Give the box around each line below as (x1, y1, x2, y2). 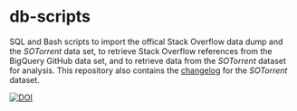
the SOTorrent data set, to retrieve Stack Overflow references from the (9, 45, 273, 56)
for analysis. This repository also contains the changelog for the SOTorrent (9, 65, 288, 76)
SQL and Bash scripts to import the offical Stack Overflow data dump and (9, 36, 283, 47)
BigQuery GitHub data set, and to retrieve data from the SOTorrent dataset (9, 55, 287, 66)
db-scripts (9, 6, 91, 27)
